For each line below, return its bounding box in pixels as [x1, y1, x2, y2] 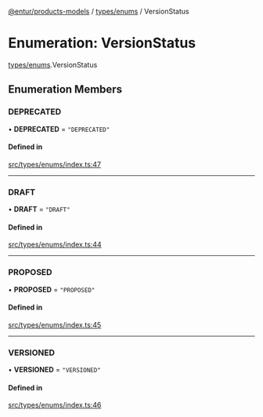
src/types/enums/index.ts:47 [8, 159, 102, 169]
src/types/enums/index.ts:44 [8, 240, 102, 250]
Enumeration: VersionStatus [8, 35, 196, 52]
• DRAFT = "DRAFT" [8, 204, 70, 214]
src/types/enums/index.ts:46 [8, 401, 102, 410]
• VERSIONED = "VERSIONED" [8, 365, 102, 375]
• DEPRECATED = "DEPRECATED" [8, 124, 110, 134]
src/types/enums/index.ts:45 [8, 320, 102, 329]
